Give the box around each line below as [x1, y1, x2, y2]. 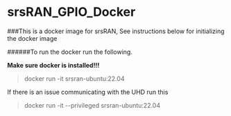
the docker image [7, 34, 58, 42]
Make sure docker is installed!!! [7, 61, 100, 69]
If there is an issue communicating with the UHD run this [7, 88, 169, 96]
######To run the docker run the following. [7, 48, 133, 56]
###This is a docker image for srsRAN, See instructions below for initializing [7, 27, 225, 35]
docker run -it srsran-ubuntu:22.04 [24, 74, 125, 83]
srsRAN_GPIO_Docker [7, 4, 136, 20]
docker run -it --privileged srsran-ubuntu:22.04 [24, 101, 161, 109]
